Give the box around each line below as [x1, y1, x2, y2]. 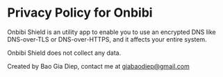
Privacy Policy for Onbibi [7, 5, 153, 21]
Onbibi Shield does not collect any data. [7, 49, 122, 57]
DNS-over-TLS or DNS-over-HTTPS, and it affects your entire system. [7, 35, 207, 43]
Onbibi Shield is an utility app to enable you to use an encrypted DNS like [7, 28, 217, 36]
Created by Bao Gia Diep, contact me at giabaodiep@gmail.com [7, 62, 190, 70]
